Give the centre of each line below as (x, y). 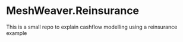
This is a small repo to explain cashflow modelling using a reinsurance (92, 27)
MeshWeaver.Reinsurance (73, 11)
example (17, 33)
